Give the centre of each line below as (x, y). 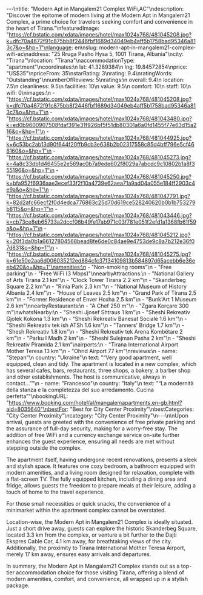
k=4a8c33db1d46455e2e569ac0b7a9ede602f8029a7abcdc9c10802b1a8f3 (101, 164)
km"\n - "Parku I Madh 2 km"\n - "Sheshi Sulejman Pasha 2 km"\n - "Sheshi (101, 338)
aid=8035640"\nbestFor (37, 409)
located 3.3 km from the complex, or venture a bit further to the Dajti (92, 535)
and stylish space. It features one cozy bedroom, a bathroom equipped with (101, 466)
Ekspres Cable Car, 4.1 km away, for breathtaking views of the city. (89, 541)
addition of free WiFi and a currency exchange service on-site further (93, 435)
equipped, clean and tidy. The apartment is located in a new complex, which (101, 364)
